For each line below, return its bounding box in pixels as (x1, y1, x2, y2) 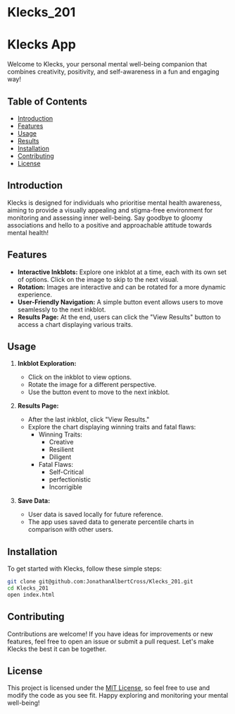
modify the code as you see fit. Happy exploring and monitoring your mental (7, 691, 229, 700)
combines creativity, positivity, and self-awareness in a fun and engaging (7, 68, 220, 76)
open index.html (7, 591, 55, 598)
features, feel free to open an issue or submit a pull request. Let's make (7, 637, 215, 645)
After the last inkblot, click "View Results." (27, 415, 150, 424)
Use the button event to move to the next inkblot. (27, 388, 170, 396)
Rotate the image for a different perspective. (27, 381, 157, 389)
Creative (49, 438, 74, 446)
